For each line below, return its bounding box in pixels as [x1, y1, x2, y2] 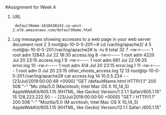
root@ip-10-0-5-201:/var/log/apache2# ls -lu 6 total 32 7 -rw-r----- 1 [12, 47, 154, 52]
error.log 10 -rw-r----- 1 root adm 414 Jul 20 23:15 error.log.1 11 [12, 63, 141, 68]
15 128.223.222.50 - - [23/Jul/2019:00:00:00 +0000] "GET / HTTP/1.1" [12, 94, 156, 100]
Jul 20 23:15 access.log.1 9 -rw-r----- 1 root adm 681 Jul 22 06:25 [12, 57, 147, 63]
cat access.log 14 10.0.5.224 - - [64, 73, 129, 78]
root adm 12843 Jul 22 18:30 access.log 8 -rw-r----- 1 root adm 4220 [12, 52, 155, 58]
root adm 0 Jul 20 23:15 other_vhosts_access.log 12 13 [18, 68, 130, 74]
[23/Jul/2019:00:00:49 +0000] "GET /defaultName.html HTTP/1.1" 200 [12, 78, 157, 84]
